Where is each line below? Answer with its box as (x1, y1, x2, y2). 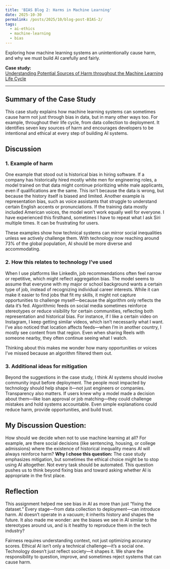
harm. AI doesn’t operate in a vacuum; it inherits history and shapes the (5, 511, 154, 517)
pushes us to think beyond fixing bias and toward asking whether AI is (5, 467, 151, 473)
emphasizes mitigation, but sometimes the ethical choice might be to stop (5, 456, 159, 462)
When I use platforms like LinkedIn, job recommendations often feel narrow (5, 270, 162, 276)
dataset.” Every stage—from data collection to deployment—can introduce (5, 506, 160, 512)
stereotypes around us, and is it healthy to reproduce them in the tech (5, 522, 151, 528)
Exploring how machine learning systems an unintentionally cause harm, (5, 49, 156, 56)
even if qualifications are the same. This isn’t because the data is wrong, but (5, 188, 164, 194)
